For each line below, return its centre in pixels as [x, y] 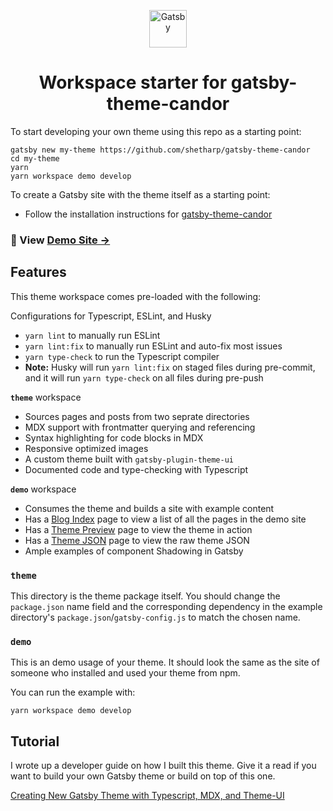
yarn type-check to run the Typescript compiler [122, 356]
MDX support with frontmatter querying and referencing [140, 427]
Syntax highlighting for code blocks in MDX [114, 437]
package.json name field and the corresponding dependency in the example [166, 606]
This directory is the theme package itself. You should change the [145, 596]
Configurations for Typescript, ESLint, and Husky [111, 316]
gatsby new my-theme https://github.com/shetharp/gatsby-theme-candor [160, 150]
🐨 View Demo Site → [60, 240]
